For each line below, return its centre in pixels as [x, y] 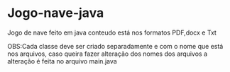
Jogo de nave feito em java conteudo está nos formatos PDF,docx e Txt [112, 32]
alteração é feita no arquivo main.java [62, 61]
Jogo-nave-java [56, 13]
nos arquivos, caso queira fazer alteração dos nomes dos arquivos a [108, 54]
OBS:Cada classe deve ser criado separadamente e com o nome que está [115, 46]
